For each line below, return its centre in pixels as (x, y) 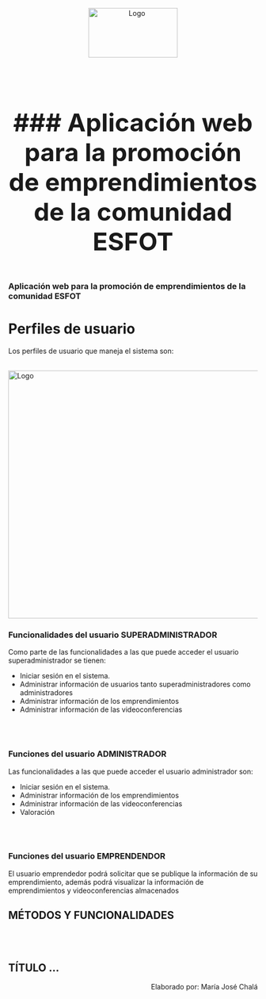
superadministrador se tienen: (57, 661)
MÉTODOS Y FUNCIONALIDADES (91, 915)
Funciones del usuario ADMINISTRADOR (87, 754)
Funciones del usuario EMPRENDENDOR (87, 856)
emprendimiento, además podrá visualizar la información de (106, 882)
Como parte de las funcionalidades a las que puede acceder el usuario (123, 652)
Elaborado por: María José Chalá (204, 987)
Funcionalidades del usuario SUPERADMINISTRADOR (113, 635)
